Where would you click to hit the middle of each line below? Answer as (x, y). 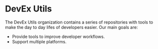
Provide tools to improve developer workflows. (58, 37)
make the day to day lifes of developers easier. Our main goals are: (72, 27)
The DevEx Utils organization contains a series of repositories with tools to (79, 22)
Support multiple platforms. (39, 41)
